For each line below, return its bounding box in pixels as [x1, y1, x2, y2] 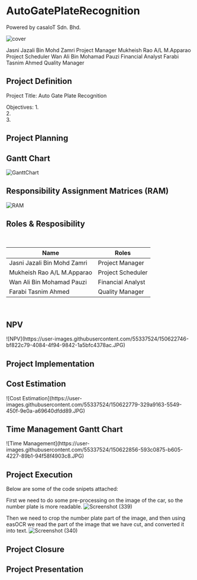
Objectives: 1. [6, 103, 39, 111]
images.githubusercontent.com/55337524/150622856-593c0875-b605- [6, 446, 183, 453]
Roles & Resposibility [6, 219, 85, 229]
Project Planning [6, 133, 69, 143]
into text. [6, 527, 28, 534]
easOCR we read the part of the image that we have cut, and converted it [6, 521, 185, 528]
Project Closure [6, 544, 65, 554]
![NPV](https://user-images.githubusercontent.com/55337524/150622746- [6, 335, 189, 342]
